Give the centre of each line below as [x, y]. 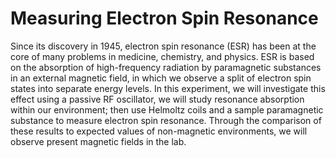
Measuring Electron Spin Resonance [164, 18]
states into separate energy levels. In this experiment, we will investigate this [168, 88]
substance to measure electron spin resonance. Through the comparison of [166, 120]
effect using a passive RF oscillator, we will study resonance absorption [157, 99]
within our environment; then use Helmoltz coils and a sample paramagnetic [167, 109]
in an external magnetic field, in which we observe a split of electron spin [161, 78]
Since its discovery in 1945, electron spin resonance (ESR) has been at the [163, 46]
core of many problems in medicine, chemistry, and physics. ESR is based [162, 56]
